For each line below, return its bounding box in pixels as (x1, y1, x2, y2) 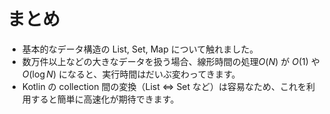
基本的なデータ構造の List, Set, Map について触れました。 (21, 43, 259, 55)
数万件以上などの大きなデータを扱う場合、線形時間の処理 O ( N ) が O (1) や (21, 55, 320, 67)
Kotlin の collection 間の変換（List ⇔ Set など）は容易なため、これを (21, 80, 307, 92)
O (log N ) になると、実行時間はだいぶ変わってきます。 (21, 68, 241, 80)
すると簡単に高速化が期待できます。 (30, 93, 180, 105)
